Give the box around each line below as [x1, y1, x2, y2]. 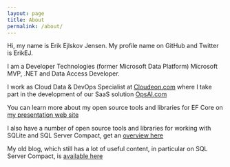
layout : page [7, 10, 45, 17]
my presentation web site [7, 111, 79, 119]
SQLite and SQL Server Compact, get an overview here [7, 131, 164, 140]
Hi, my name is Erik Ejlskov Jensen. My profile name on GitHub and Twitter [7, 42, 219, 50]
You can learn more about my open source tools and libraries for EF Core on [7, 104, 224, 112]
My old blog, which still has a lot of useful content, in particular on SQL [7, 145, 208, 153]
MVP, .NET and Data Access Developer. [7, 69, 120, 78]
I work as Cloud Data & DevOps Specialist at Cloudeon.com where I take [7, 83, 212, 91]
